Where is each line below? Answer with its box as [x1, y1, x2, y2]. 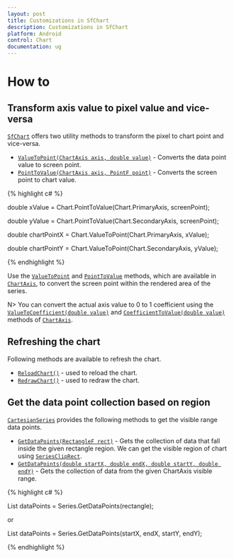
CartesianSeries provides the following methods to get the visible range [7, 415, 218, 423]
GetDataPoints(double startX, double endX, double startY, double [17, 460, 218, 467]
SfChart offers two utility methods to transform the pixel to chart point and [7, 132, 224, 140]
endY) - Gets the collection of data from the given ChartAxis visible [17, 467, 213, 475]
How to [7, 74, 50, 90]
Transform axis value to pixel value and [7, 102, 184, 114]
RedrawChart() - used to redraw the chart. [17, 376, 140, 385]
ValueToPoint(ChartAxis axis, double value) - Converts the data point [17, 153, 227, 161]
